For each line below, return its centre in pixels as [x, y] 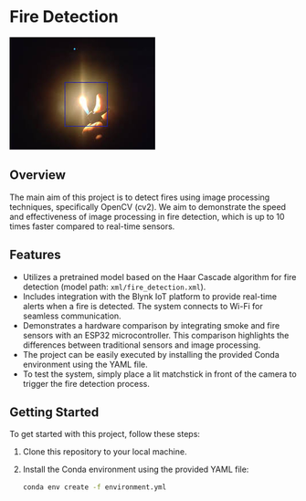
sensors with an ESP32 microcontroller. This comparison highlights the [156, 335]
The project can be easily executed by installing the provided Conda [151, 354]
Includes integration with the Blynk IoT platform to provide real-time [149, 296]
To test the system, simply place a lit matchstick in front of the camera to [159, 374]
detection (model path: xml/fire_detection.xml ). [114, 287]
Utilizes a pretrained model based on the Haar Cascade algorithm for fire [159, 277]
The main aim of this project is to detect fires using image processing [140, 197]
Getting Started [54, 412]
